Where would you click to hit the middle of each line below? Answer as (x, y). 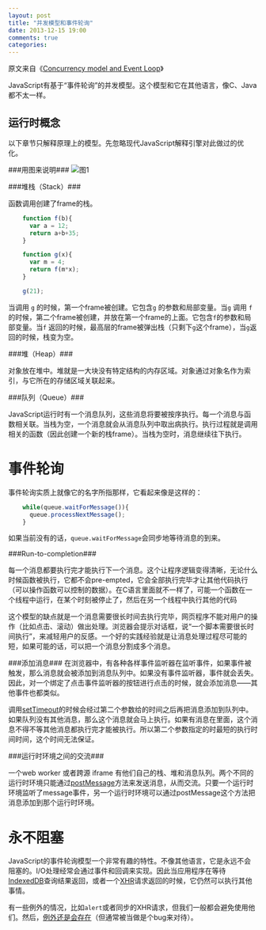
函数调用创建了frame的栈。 (53, 203)
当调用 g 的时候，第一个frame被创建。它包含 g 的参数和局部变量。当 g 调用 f (131, 307)
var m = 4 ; (47, 262)
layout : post (30, 15)
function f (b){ (47, 218)
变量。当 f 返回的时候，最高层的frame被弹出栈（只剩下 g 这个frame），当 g (132, 327)
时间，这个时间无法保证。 (57, 739)
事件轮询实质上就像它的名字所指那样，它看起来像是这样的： (105, 492)
